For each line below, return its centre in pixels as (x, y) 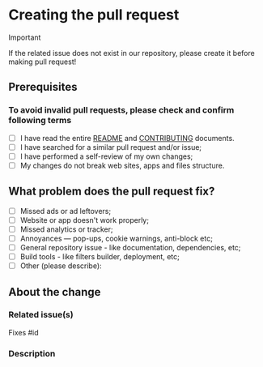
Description (32, 353)
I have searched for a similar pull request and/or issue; (111, 147)
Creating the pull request (94, 15)
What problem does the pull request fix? (112, 192)
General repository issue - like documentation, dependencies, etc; (130, 247)
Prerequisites (43, 87)
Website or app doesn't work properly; (85, 220)
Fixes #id (23, 332)
